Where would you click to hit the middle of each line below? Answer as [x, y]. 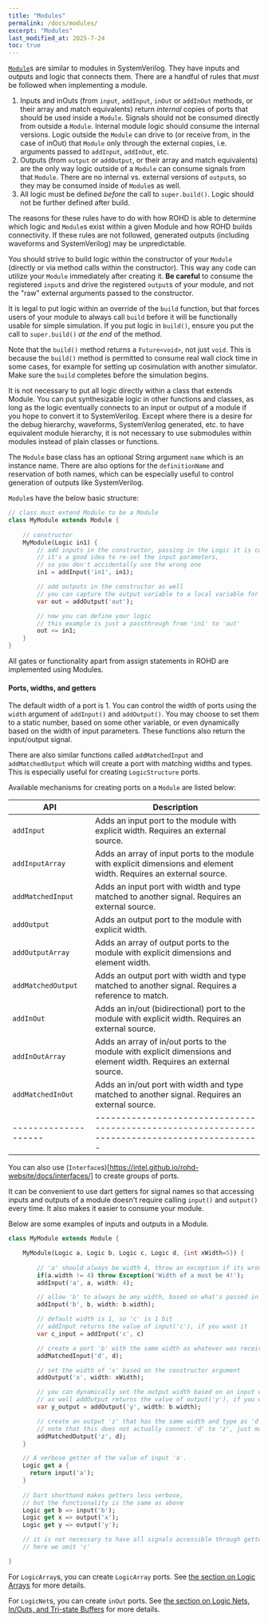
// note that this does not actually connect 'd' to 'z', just [144, 1428]
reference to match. [132, 996]
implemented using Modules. [56, 669]
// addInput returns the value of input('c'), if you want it [142, 1327]
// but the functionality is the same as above [103, 1503]
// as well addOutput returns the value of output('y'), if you [146, 1400]
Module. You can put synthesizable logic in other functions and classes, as [131, 399]
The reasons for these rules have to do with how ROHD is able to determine [132, 218]
